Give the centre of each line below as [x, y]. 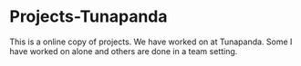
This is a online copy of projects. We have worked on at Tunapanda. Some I [151, 42]
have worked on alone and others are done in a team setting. [124, 51]
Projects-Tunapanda [88, 17]
